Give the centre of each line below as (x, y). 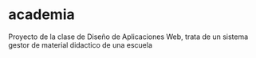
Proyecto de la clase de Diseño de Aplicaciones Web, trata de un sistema (128, 37)
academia (41, 15)
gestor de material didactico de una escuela (81, 44)
